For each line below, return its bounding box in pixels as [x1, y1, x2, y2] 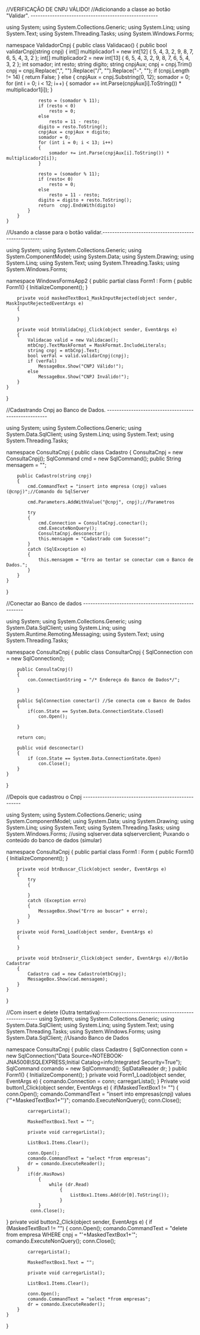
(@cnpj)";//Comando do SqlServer [6, 489, 90, 494]
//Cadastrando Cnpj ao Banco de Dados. [6, 406, 106, 413]
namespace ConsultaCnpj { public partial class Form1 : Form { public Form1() [6, 848, 194, 855]
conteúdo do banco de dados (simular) [6, 837, 102, 844]
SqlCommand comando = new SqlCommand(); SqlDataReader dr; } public [6, 1065, 187, 1072]
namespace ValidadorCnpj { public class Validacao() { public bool [6, 42, 167, 48]
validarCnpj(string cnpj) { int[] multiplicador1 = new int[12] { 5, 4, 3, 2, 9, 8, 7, [6, 48, 194, 55]
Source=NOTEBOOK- [71, 1052, 124, 1059]
